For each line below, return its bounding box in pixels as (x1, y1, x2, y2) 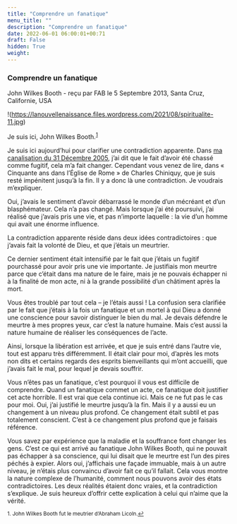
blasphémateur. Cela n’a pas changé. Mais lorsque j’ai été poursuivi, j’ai (7, 205, 214, 213)
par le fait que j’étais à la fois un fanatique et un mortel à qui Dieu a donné (7, 305, 221, 314)
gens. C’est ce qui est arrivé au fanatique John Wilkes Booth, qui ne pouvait (7, 444, 228, 452)
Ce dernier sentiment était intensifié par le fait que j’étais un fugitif (7, 255, 200, 263)
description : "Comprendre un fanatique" (7, 23, 128, 30)
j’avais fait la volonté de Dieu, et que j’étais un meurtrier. (7, 240, 170, 249)
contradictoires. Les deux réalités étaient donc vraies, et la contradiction (7, 481, 217, 490)
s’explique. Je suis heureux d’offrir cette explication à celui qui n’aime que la (7, 489, 229, 497)
